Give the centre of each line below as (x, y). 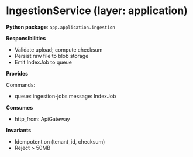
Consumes (20, 107)
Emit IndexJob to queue (43, 62)
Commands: (21, 85)
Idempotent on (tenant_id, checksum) (60, 141)
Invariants (19, 130)
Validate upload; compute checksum (58, 50)
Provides (17, 73)
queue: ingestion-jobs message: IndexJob (65, 96)
